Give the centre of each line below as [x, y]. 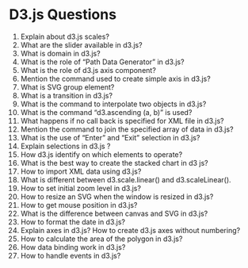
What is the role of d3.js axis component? [88, 70]
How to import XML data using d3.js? [81, 171]
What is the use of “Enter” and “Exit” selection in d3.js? [110, 137]
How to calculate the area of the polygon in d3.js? [101, 239]
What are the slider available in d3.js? [81, 44]
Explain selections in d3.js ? [65, 146]
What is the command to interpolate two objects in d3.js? [113, 104]
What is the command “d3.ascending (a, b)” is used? [106, 112]
